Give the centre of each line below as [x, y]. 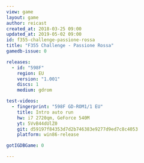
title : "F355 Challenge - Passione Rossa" [60, 46]
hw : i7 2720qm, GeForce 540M [53, 118]
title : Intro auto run [45, 112]
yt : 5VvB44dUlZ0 [37, 123]
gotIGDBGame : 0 [25, 145]
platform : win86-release [48, 135]
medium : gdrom [34, 90]
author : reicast [26, 23]
